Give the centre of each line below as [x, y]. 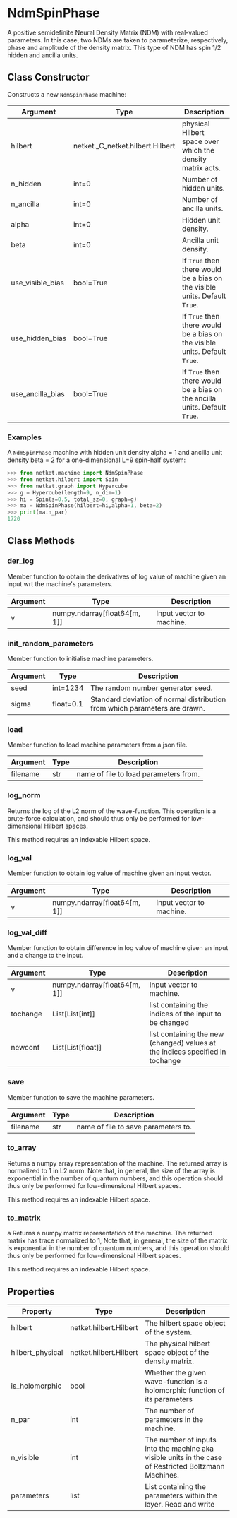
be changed [169, 1023]
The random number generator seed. [152, 688]
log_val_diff [28, 932]
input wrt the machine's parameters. [60, 583]
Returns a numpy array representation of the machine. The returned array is [117, 1163]
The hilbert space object [185, 1323]
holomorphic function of [184, 1390]
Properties [31, 1292]
